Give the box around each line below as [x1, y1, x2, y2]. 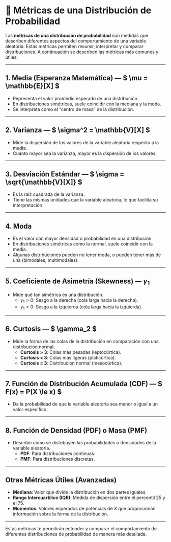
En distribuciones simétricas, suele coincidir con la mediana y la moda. [12, 101, 161, 107]
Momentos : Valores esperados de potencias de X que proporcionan [12, 506, 156, 512]
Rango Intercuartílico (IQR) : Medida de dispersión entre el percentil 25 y [12, 494, 165, 501]
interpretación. [12, 202, 44, 209]
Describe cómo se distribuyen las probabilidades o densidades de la [12, 440, 156, 446]
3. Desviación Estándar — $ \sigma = [5, 170, 125, 178]
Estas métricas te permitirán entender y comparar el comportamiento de [5, 526, 157, 532]
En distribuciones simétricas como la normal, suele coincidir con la [12, 241, 153, 247]
